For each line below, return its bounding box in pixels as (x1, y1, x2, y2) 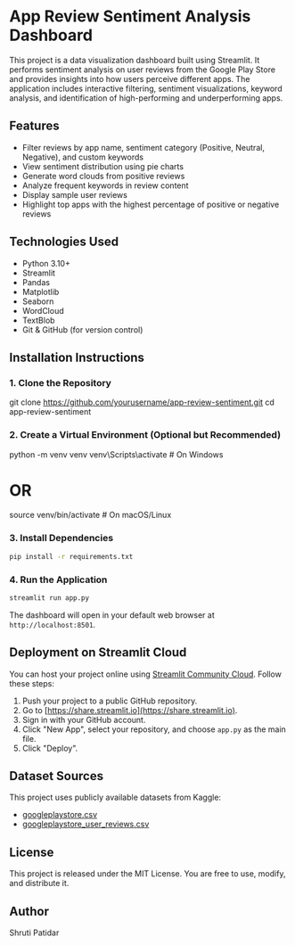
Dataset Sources (9, 768, 104, 784)
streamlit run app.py (9, 593, 90, 603)
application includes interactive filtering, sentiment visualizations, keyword (9, 83, 283, 94)
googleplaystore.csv (21, 809, 98, 820)
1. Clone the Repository (9, 376, 111, 389)
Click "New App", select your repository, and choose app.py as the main (21, 724, 287, 735)
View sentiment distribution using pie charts (21, 160, 184, 171)
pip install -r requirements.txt (9, 552, 134, 561)
